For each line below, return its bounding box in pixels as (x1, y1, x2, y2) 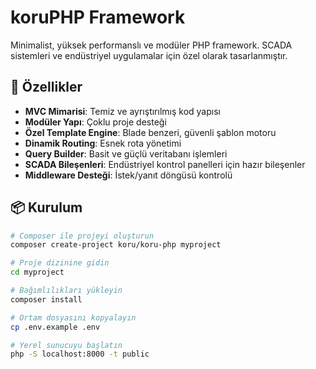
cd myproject (10, 267, 65, 278)
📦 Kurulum (10, 199, 83, 216)
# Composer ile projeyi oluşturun (10, 231, 155, 241)
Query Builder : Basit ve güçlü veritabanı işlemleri (24, 147, 228, 160)
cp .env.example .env (10, 322, 101, 332)
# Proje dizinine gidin (10, 258, 110, 268)
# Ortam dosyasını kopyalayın (10, 312, 137, 323)
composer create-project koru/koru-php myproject (10, 240, 222, 250)
